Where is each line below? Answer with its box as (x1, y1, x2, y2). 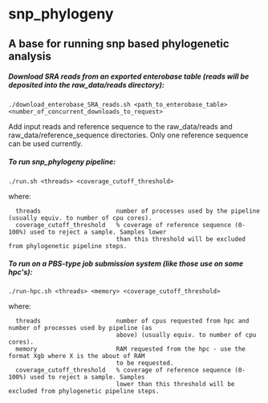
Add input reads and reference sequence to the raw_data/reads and (8, 121, 233, 131)
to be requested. (116, 359, 174, 368)
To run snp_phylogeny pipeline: (8, 157, 116, 167)
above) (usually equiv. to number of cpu (116, 331, 257, 340)
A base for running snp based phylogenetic (8, 37, 230, 51)
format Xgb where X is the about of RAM (8, 352, 146, 360)
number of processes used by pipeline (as (8, 324, 152, 332)
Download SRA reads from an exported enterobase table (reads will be (8, 71, 250, 81)
